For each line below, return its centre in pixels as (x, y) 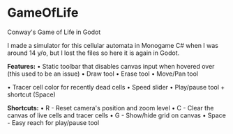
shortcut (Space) (31, 94)
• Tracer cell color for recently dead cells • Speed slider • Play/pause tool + (116, 87)
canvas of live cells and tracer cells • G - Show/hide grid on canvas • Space (117, 115)
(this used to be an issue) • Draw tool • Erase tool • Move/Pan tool (103, 74)
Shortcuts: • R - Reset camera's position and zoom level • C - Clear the (111, 108)
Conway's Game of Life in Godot (54, 32)
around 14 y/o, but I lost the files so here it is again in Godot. (93, 53)
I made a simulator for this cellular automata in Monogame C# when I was (113, 45)
